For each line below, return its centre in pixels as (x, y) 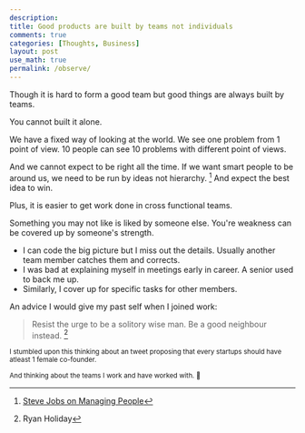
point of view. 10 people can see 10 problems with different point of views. (148, 149)
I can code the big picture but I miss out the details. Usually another (149, 250)
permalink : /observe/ (50, 69)
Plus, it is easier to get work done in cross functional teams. (121, 205)
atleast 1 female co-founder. (53, 360)
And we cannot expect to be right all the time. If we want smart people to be (151, 166)
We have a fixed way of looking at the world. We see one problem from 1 (145, 139)
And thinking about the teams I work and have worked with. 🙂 (105, 376)
